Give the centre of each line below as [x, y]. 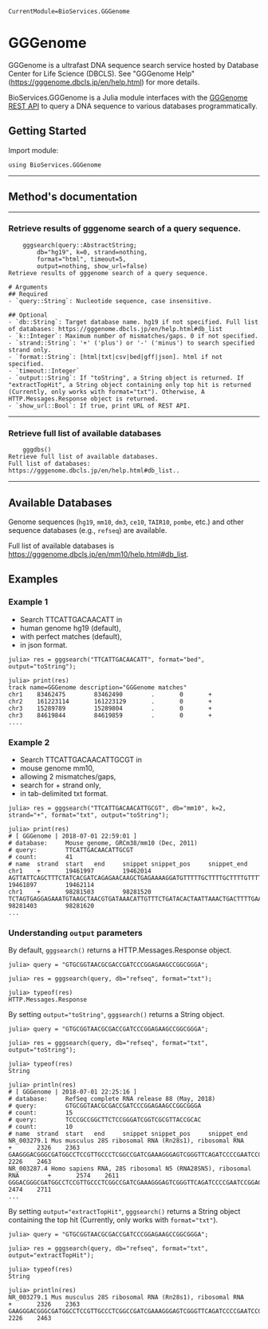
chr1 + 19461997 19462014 [80, 871]
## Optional [28, 315]
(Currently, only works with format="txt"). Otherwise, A [106, 392]
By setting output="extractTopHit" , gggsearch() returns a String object [124, 1212]
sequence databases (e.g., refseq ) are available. [88, 530]
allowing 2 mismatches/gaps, [68, 776]
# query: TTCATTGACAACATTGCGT [71, 850]
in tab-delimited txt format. [64, 793]
